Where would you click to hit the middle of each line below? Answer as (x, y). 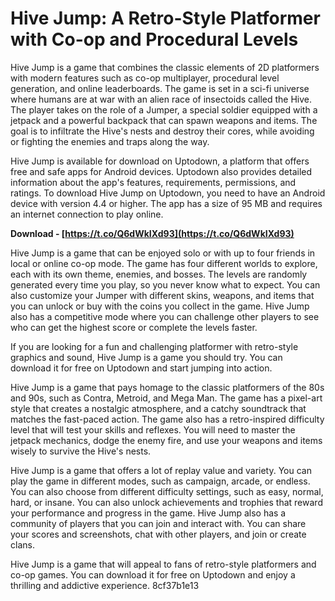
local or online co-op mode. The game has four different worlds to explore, (164, 263)
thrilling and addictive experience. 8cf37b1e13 (105, 585)
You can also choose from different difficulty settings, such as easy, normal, (167, 491)
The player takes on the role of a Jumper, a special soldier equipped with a (164, 109)
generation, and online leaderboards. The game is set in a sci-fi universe (160, 88)
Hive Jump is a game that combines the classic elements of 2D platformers (165, 67)
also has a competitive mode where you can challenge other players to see (165, 316)
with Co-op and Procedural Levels (154, 39)
